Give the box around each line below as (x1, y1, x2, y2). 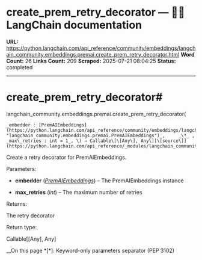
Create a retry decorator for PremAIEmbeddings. (6, 153, 127, 161)
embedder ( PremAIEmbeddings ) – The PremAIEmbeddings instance (14, 177, 185, 184)
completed (6, 63, 33, 71)
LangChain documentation (6, 18, 142, 32)
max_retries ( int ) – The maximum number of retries (14, 188, 142, 196)
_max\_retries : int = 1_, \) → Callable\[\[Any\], (6, 138, 138, 144)
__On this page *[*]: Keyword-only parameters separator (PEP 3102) (6, 247, 175, 254)
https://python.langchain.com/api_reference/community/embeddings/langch (6, 45, 196, 52)
